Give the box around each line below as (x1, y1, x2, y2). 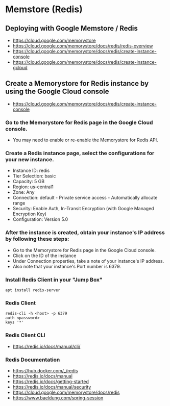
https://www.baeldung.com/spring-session (12, 394, 104, 401)
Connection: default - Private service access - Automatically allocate (12, 195, 158, 201)
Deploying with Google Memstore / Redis (5, 24, 138, 33)
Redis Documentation (5, 356, 60, 363)
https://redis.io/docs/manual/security (12, 384, 91, 390)
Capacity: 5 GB (12, 179, 45, 185)
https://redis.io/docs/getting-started (12, 378, 89, 385)
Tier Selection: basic (12, 173, 56, 179)
